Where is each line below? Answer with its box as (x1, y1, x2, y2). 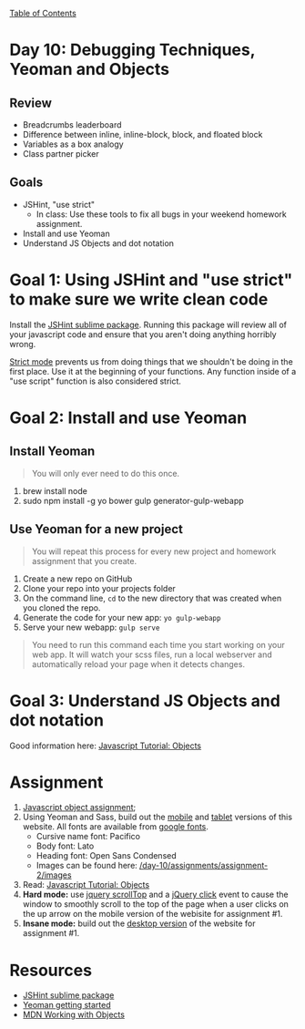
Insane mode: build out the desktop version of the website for (22, 918, 256, 929)
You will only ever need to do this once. (31, 468, 180, 478)
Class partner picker (22, 149, 100, 159)
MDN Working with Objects (22, 1009, 126, 1020)
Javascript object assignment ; (22, 802, 137, 813)
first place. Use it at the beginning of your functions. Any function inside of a (9, 365, 297, 376)
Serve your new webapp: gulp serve (22, 622, 160, 633)
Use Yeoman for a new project (9, 521, 184, 537)
